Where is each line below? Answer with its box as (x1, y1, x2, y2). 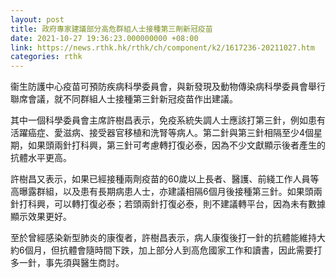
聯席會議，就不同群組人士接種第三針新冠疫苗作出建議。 (10, 93, 238, 105)
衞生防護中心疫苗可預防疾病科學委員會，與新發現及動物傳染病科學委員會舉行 (10, 81, 326, 93)
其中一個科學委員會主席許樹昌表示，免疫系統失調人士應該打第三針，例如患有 (10, 114, 326, 126)
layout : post (10, 14, 65, 25)
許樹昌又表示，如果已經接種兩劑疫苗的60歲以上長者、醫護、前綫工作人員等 (10, 173, 320, 185)
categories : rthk (10, 52, 83, 62)
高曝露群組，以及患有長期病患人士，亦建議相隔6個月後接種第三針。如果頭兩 (10, 186, 323, 198)
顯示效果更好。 (10, 211, 72, 223)
